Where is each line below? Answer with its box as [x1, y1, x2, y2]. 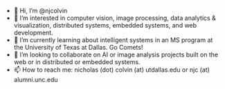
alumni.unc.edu [13, 76, 58, 83]
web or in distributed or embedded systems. [13, 58, 141, 66]
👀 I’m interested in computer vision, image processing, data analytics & [13, 14, 216, 22]
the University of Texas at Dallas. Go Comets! [13, 43, 143, 51]
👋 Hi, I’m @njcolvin [13, 7, 68, 14]
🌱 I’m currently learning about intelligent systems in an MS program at [13, 36, 213, 44]
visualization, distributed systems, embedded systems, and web [13, 21, 197, 29]
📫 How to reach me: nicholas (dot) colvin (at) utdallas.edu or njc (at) [13, 66, 210, 74]
